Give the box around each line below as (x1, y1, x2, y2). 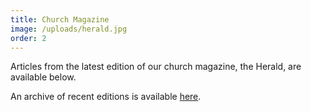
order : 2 (10, 33, 47, 43)
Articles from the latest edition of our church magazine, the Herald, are (10, 61, 302, 73)
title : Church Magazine (10, 14, 110, 25)
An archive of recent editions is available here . (10, 91, 202, 103)
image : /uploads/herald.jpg (10, 24, 128, 34)
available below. (10, 71, 77, 83)
